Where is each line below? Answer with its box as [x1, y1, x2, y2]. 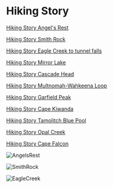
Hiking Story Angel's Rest [6, 24, 69, 31]
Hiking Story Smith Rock [6, 35, 66, 43]
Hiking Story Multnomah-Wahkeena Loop [6, 82, 107, 89]
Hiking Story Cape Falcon [6, 140, 69, 147]
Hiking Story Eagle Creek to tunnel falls [6, 47, 102, 54]
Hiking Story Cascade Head [6, 70, 74, 77]
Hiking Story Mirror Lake [6, 59, 67, 66]
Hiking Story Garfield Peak [6, 93, 71, 101]
